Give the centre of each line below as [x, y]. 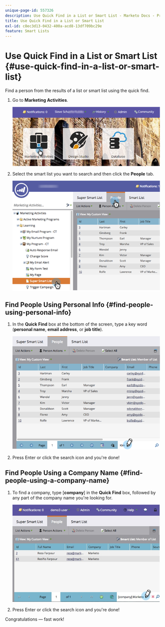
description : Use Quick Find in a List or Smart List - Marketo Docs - [80, 15]
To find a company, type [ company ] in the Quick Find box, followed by [84, 492]
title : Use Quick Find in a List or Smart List [55, 21]
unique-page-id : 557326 [29, 10]
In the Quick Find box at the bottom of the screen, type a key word [80, 324]
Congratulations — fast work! [35, 619]
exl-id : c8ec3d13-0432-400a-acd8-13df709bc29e [54, 26]
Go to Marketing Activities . [40, 100]
